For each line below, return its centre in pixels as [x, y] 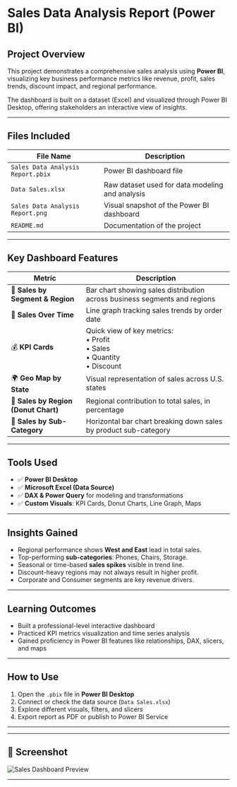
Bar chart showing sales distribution [145, 290]
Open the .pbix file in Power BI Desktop [76, 694]
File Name [54, 156]
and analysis [124, 194]
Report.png [29, 213]
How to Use [33, 677]
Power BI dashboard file [143, 170]
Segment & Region [43, 298]
